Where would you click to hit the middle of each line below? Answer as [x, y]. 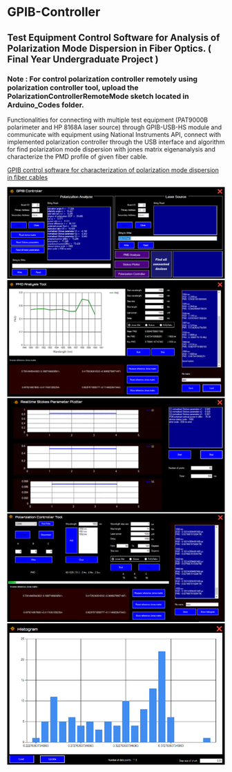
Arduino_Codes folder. [46, 104]
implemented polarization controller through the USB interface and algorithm [116, 142]
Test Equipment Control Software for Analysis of [114, 38]
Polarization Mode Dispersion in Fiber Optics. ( [109, 48]
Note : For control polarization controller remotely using [103, 79]
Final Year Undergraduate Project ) [83, 59]
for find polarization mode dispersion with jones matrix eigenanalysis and [111, 149]
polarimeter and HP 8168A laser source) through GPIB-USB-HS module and [115, 127]
